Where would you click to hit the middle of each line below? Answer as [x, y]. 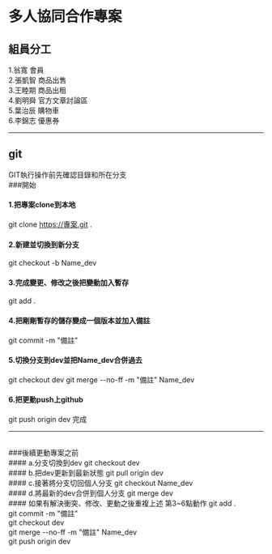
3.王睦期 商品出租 [38, 90]
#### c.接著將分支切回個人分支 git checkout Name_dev [101, 484]
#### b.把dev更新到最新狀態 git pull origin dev [86, 473]
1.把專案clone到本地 [42, 205]
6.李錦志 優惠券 [34, 121]
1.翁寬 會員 [26, 70]
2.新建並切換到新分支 [44, 245]
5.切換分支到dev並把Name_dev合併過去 [76, 360]
